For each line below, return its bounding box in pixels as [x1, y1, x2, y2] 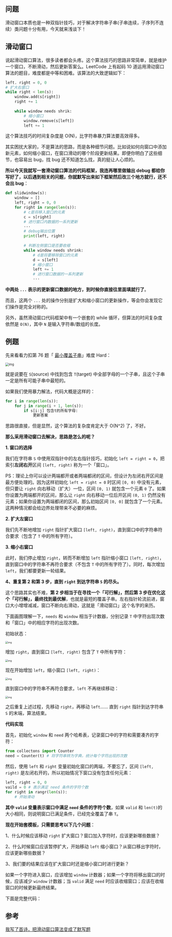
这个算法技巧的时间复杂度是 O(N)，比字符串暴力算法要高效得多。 [5, 133, 142, 139]
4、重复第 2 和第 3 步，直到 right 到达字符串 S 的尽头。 [5, 579, 122, 585]
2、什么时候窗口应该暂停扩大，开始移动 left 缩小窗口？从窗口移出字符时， [5, 843, 164, 849]
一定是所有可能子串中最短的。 [5, 377, 68, 383]
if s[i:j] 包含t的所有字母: [24, 408, 78, 413]
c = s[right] [24, 214, 52, 220]
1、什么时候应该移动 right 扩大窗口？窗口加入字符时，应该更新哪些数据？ [5, 832, 160, 838]
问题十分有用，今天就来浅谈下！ [18, 26, 86, 32]
